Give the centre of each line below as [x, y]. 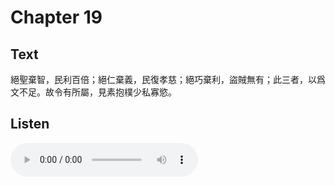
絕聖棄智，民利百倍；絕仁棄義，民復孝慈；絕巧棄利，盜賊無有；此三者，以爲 [168, 79]
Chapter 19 [56, 17]
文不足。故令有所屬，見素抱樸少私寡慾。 [93, 92]
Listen [30, 124]
